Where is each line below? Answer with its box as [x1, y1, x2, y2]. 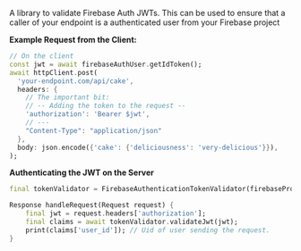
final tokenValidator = [9, 185, 99, 194]
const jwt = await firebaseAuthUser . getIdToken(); [9, 60, 202, 69]
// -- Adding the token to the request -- [25, 102, 186, 111]
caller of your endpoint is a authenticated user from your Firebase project [9, 17, 280, 28]
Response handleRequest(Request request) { [9, 201, 175, 210]
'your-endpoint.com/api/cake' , [17, 76, 134, 86]
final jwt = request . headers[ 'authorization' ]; [25, 209, 206, 218]
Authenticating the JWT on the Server [9, 167, 154, 178]
